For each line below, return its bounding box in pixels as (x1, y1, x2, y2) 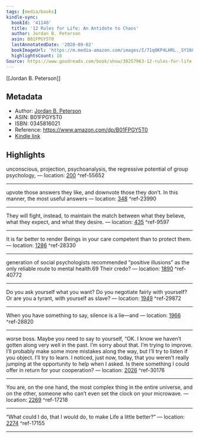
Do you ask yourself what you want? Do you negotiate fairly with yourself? (6, 289, 188, 296)
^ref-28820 (6, 318, 34, 325)
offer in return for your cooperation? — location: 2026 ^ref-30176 (6, 367, 165, 374)
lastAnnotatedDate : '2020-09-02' (11, 42, 94, 48)
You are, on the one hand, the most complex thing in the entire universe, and (6, 383, 193, 391)
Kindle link (14, 133, 40, 140)
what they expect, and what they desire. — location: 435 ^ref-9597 (6, 219, 170, 226)
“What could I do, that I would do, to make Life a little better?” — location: (6, 413, 185, 421)
